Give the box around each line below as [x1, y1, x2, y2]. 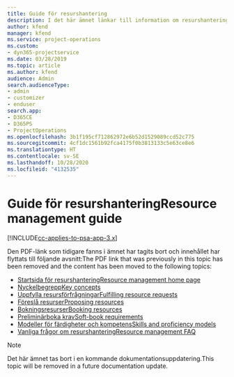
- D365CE [7, 114, 33, 121]
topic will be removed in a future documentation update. [7, 362, 169, 370]
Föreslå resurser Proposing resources [17, 298, 124, 306]
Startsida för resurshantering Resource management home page [17, 275, 201, 284]
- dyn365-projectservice [7, 49, 79, 56]
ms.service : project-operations [7, 36, 101, 43]
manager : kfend [7, 29, 52, 37]
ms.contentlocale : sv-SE [7, 153, 79, 160]
